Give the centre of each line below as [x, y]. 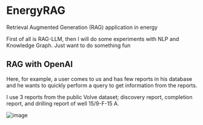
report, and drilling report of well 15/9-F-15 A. [63, 103]
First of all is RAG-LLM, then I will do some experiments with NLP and [93, 39]
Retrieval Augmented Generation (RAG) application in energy [82, 27]
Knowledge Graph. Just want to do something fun [68, 45]
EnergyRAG [36, 11]
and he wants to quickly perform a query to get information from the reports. [102, 85]
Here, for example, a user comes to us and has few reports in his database [99, 79]
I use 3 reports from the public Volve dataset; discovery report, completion [99, 97]
